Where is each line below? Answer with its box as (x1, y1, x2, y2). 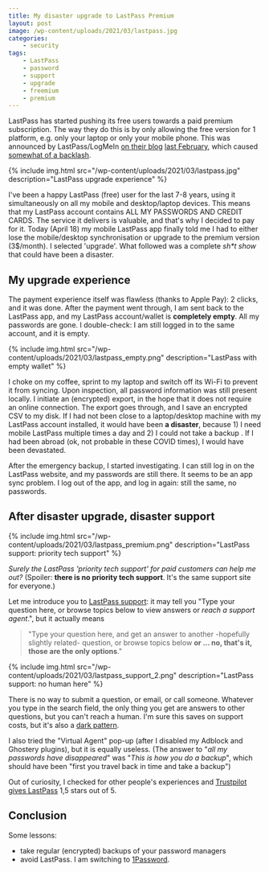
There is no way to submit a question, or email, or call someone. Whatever (8, 694, 255, 704)
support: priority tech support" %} (8, 548, 122, 557)
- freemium (22, 86, 59, 95)
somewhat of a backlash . (8, 150, 92, 160)
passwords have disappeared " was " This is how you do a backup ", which (8, 753, 253, 763)
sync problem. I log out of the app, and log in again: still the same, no (8, 478, 237, 487)
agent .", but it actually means (8, 613, 104, 623)
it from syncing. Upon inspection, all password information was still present (8, 385, 258, 395)
